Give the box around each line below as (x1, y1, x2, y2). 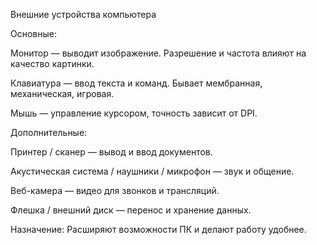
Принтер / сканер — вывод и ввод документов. (10, 146, 213, 158)
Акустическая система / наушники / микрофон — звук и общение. (10, 165, 295, 177)
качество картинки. (10, 58, 95, 69)
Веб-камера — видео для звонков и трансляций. (10, 185, 220, 196)
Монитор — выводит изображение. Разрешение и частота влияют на (10, 47, 307, 59)
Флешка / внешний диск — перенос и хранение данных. (10, 204, 252, 216)
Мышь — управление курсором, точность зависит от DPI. (10, 107, 258, 119)
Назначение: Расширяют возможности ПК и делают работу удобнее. (10, 224, 307, 235)
